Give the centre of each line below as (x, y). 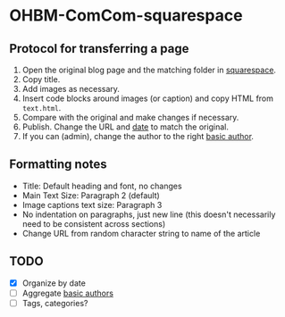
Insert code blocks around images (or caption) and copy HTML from (148, 98)
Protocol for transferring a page (99, 49)
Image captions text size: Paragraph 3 (92, 204)
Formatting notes (58, 165)
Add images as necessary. (71, 89)
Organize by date (54, 283)
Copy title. (41, 79)
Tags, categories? (55, 303)
